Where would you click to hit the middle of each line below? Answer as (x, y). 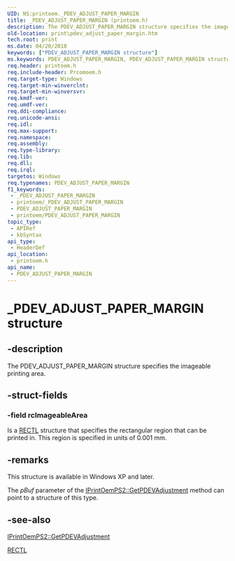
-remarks (28, 460)
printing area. (27, 373)
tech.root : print (33, 40)
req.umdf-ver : (28, 105)
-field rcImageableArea (48, 415)
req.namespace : (29, 137)
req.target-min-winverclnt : (48, 85)
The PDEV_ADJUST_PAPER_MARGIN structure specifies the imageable (109, 366)
